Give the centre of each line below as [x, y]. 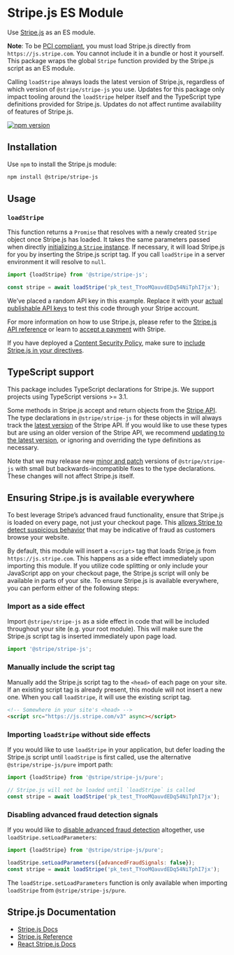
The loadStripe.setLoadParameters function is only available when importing [117, 882]
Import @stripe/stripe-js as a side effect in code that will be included [108, 621]
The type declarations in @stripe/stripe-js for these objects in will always [115, 418]
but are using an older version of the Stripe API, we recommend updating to [116, 432]
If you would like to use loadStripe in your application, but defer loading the [116, 750]
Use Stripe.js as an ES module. [51, 32]
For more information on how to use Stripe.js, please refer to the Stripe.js [112, 322]
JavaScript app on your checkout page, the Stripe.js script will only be [108, 573]
